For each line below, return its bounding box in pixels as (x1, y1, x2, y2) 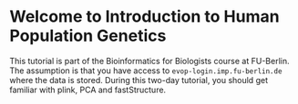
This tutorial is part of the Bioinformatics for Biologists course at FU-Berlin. (9, 55, 290, 66)
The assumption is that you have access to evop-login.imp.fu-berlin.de (9, 65, 283, 76)
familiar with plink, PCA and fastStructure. (9, 84, 167, 95)
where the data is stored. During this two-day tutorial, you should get (9, 74, 269, 85)
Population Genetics (9, 25, 167, 46)
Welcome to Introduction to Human (9, 6, 280, 27)
